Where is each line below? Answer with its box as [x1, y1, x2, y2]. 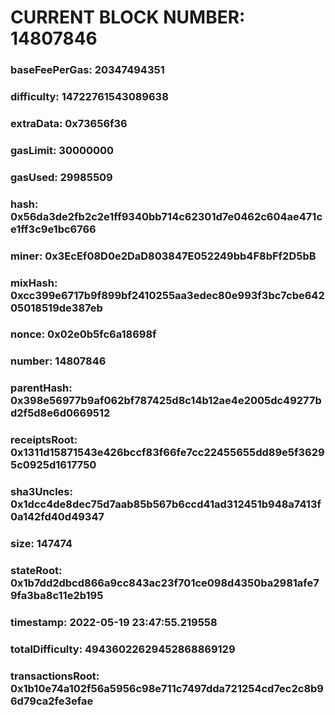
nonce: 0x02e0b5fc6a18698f [10, 327, 157, 341]
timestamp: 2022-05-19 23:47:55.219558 [10, 615, 218, 629]
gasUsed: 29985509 [10, 170, 113, 184]
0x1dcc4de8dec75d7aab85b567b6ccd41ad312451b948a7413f [10, 497, 322, 511]
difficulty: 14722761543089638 [10, 90, 169, 104]
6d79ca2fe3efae [10, 694, 94, 708]
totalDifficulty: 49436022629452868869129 [10, 642, 236, 656]
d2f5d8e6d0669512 [10, 406, 111, 420]
